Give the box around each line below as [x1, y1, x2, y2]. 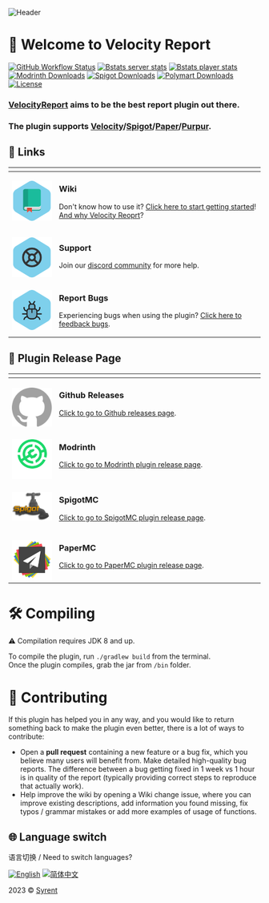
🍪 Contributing [8, 688, 108, 707]
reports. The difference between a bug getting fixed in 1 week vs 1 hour [19, 764, 255, 774]
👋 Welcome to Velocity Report [8, 36, 211, 54]
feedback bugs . [58, 319, 110, 329]
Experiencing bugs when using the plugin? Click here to [58, 311, 243, 320]
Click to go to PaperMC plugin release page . [58, 561, 204, 570]
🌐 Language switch [8, 830, 107, 844]
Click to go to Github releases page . [58, 408, 177, 417]
